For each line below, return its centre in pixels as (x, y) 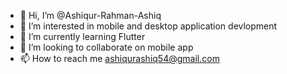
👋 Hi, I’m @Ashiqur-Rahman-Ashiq (90, 15)
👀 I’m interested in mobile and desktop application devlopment (148, 26)
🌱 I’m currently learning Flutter (82, 36)
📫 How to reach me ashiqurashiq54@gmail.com (119, 58)
